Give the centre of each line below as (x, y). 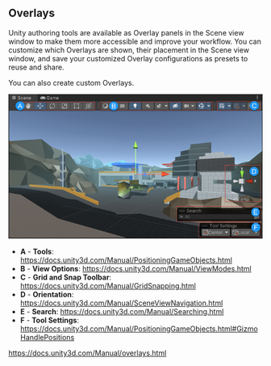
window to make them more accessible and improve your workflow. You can (135, 41)
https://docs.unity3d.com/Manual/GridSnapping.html (108, 286)
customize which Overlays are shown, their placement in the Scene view (129, 50)
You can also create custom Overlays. (71, 82)
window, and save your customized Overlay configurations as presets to (128, 58)
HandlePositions (47, 338)
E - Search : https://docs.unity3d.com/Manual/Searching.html (122, 312)
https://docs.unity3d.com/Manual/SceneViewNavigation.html (121, 303)
